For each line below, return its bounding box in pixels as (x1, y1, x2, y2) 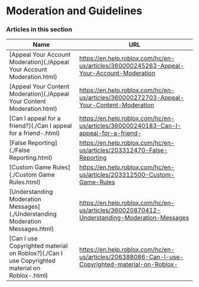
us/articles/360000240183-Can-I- (79, 122, 182, 130)
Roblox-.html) (9, 272, 49, 280)
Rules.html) (9, 178, 41, 186)
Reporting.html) (9, 154, 53, 162)
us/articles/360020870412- (79, 206, 161, 215)
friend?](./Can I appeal (9, 122, 72, 130)
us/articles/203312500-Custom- (79, 171, 175, 179)
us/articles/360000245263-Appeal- (79, 62, 184, 70)
